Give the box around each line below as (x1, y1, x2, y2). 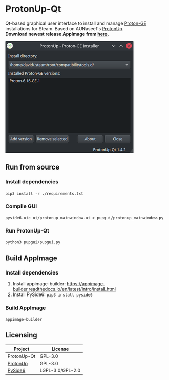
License (51, 346, 69, 352)
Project (13, 346, 30, 352)
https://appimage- (66, 280, 105, 287)
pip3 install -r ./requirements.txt (5, 191, 83, 196)
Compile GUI (5, 203, 37, 210)
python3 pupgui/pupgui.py (5, 240, 60, 245)
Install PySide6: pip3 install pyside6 (12, 291, 93, 298)
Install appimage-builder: (12, 280, 66, 287)
